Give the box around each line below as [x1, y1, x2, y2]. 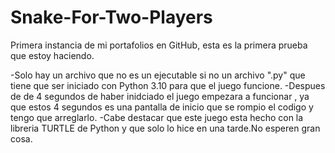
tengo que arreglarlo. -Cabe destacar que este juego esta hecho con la [10, 111, 304, 123]
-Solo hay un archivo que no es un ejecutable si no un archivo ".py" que [10, 69, 306, 81]
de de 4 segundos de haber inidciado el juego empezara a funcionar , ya [10, 90, 310, 102]
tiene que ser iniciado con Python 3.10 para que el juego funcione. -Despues [10, 79, 326, 91]
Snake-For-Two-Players [10, 6, 213, 29]
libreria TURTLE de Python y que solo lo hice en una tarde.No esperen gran [10, 122, 321, 134]
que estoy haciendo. [10, 49, 95, 61]
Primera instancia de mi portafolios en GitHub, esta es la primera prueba [10, 39, 308, 51]
